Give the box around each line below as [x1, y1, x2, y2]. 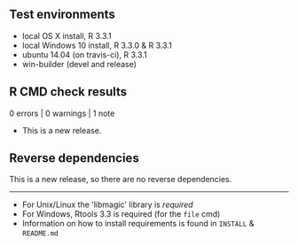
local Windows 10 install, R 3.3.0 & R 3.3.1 [21, 40, 173, 50]
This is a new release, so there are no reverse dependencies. [9, 174, 232, 185]
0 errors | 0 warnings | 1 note [9, 108, 115, 119]
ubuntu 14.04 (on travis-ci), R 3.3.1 [21, 49, 148, 60]
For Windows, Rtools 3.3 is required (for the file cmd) [21, 209, 221, 219]
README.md [21, 229, 59, 238]
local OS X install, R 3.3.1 [21, 30, 113, 41]
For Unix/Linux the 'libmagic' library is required [21, 199, 193, 211]
